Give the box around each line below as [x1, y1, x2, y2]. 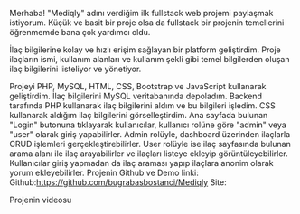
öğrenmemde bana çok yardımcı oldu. [9, 27, 151, 37]
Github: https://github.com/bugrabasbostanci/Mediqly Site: [9, 177, 228, 188]
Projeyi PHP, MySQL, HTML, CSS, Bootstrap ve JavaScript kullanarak [9, 81, 267, 91]
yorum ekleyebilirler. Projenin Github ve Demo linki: [9, 167, 199, 178]
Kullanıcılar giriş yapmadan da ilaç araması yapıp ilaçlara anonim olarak [9, 158, 274, 168]
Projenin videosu [9, 194, 72, 205]
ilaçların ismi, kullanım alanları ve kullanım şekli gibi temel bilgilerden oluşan [9, 54, 290, 64]
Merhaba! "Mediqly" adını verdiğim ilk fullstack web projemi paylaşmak [9, 8, 274, 18]
